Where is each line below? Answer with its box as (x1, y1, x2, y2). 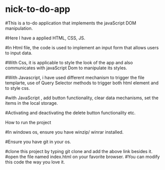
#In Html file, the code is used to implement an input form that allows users (5, 44, 159, 50)
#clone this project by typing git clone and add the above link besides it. (5, 148, 153, 154)
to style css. (5, 85, 30, 91)
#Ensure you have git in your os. (5, 139, 71, 145)
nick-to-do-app (5, 3, 71, 15)
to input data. (5, 50, 32, 56)
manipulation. (5, 25, 33, 31)
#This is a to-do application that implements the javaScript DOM (5, 20, 137, 26)
